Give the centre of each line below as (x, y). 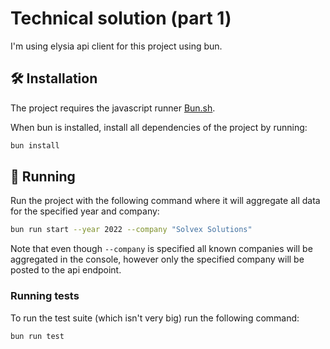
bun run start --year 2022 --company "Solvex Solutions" (131, 230)
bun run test (37, 336)
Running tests (45, 296)
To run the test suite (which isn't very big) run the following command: (155, 318)
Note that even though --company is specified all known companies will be (161, 249)
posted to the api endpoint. (66, 270)
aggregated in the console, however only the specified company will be (157, 259)
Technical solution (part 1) (121, 18)
